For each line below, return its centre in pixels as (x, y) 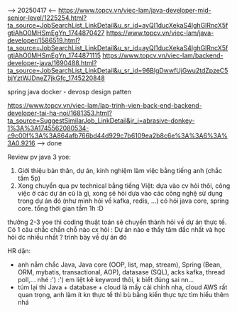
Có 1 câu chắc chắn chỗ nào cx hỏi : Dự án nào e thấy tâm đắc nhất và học (116, 229)
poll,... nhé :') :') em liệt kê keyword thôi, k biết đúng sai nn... (106, 280)
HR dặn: (19, 251)
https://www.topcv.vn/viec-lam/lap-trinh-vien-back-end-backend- (105, 105)
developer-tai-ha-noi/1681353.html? (60, 113)
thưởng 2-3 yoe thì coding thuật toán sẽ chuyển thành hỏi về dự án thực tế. (117, 222)
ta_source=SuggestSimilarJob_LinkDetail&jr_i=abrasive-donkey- (101, 121)
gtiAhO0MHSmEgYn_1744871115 (54, 55)
